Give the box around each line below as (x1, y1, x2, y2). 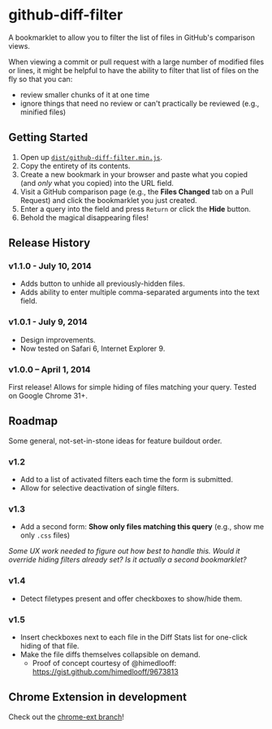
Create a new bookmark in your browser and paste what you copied (19, 169, 248, 179)
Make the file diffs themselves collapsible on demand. (19, 649, 201, 659)
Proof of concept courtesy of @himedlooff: (32, 658, 177, 668)
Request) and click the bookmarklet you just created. (19, 195, 197, 205)
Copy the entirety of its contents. (19, 161, 131, 170)
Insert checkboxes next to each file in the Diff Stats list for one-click (19, 632, 248, 642)
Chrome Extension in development (8, 690, 187, 704)
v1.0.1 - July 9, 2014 (8, 317, 88, 328)
